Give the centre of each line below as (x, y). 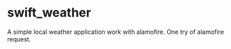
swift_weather (49, 13)
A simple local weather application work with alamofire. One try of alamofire (115, 32)
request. (19, 39)
